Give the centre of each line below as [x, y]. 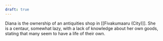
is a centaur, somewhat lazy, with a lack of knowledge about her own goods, [82, 28]
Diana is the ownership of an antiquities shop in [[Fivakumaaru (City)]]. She [80, 23]
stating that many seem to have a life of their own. [55, 33]
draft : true [17, 9]
